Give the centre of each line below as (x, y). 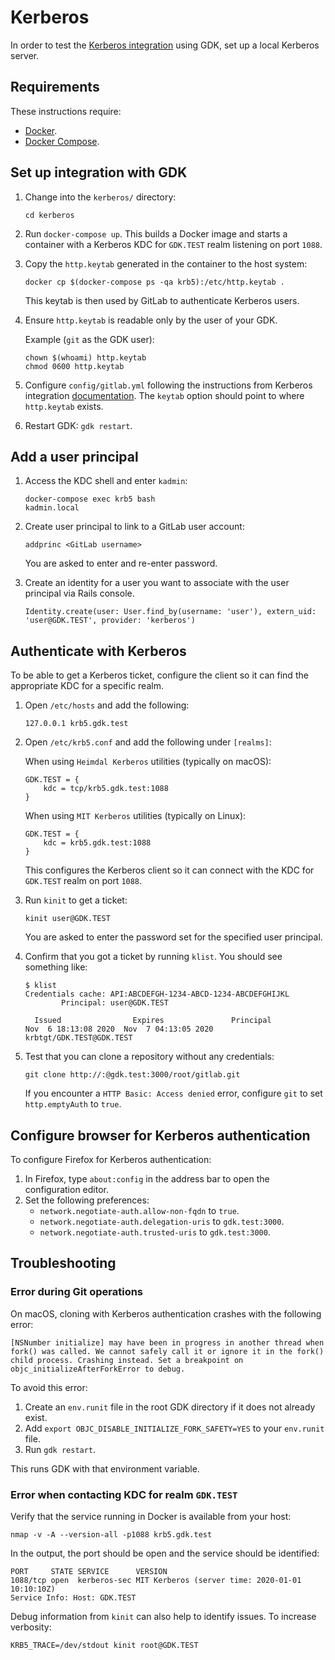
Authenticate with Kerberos (98, 651)
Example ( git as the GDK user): (89, 339)
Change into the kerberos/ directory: (100, 197)
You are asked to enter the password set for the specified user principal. (173, 937)
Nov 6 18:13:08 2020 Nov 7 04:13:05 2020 (119, 1029)
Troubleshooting (63, 1263)
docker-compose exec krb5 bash (90, 499)
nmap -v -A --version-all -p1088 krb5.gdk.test (111, 1534)
